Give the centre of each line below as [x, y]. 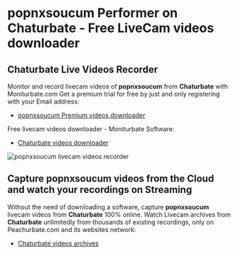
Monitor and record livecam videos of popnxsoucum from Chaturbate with [118, 86]
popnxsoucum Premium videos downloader [81, 115]
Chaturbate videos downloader [63, 143]
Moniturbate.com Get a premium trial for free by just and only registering [114, 94]
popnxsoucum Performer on [93, 13]
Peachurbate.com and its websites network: [72, 229]
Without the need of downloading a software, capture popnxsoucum [108, 206]
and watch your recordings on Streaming [100, 190]
